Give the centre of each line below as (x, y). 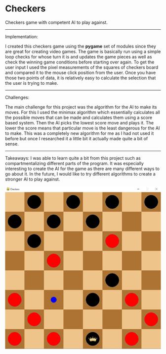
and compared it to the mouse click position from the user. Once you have (81, 72)
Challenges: (17, 97)
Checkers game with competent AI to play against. (56, 22)
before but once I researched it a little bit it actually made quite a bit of (77, 138)
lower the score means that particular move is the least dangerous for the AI (83, 128)
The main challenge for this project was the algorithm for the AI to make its (81, 107)
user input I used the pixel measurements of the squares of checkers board (82, 67)
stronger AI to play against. (33, 179)
